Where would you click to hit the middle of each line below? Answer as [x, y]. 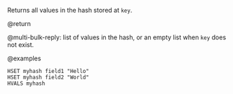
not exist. [21, 45]
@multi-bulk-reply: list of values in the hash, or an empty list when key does [117, 37]
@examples [24, 58]
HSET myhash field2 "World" [48, 77]
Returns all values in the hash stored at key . [70, 10]
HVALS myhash [26, 83]
